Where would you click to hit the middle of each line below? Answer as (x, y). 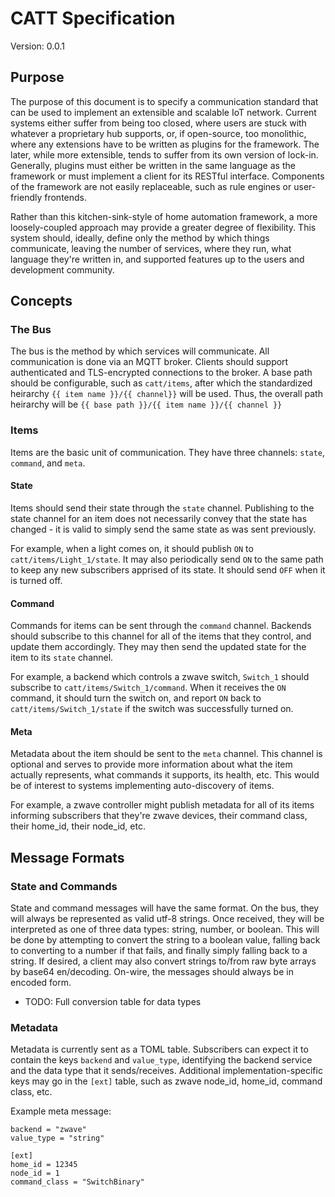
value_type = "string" (57, 1138)
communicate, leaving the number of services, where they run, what (151, 248)
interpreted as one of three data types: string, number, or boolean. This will (165, 929)
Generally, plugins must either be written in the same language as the (153, 165)
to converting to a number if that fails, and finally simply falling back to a (159, 951)
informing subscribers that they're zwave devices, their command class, (159, 816)
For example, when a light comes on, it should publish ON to (132, 548)
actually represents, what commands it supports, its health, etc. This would (165, 775)
